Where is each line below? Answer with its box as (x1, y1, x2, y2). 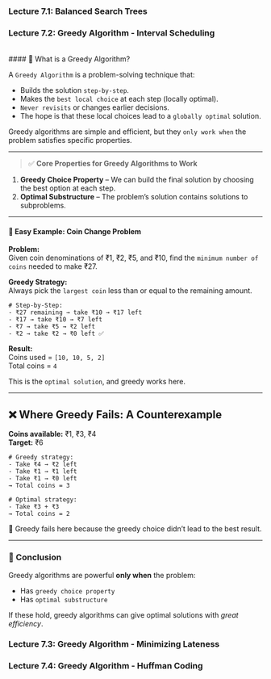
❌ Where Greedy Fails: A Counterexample (8, 408, 223, 421)
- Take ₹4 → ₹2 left (8, 460, 78, 469)
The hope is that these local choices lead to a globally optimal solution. (19, 111, 261, 121)
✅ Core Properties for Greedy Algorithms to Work (27, 159, 198, 169)
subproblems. (19, 200, 66, 211)
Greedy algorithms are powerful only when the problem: (8, 570, 196, 580)
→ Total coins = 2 (8, 510, 70, 518)
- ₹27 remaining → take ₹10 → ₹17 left (8, 308, 143, 316)
